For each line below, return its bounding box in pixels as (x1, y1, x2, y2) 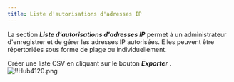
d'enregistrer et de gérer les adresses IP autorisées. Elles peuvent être (7, 37, 215, 46)
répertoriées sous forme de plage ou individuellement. (7, 45, 168, 53)
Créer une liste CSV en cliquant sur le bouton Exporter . (7, 58, 172, 68)
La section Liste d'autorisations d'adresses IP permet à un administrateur (7, 30, 227, 39)
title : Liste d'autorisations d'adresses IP (7, 10, 142, 18)
